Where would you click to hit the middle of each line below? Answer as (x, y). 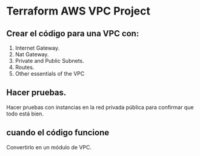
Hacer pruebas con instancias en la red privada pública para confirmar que (100, 107)
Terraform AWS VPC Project (78, 11)
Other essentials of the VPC (50, 73)
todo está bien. (25, 114)
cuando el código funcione (58, 133)
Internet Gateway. (37, 48)
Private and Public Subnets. (50, 61)
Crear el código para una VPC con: (73, 34)
